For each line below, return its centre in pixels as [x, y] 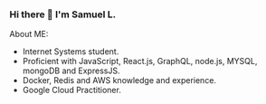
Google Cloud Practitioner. [72, 90]
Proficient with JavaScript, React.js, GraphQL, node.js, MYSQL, [140, 61]
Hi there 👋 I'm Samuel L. [63, 14]
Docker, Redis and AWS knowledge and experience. [119, 80]
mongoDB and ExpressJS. [71, 71]
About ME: [29, 34]
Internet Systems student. [71, 52]
